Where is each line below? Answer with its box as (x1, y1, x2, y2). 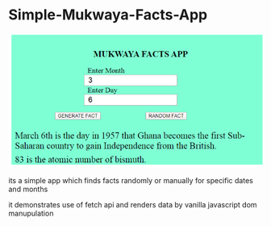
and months (8, 184, 48, 195)
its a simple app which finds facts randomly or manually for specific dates (8, 176, 254, 186)
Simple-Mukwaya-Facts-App (8, 6, 208, 24)
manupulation (8, 208, 54, 219)
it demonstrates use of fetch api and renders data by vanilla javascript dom (8, 200, 257, 210)
